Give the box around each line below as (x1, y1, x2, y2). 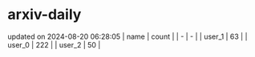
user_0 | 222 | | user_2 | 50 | (7, 40, 101, 49)
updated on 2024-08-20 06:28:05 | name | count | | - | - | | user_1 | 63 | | (7, 32, 248, 41)
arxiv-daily (7, 6, 82, 24)
